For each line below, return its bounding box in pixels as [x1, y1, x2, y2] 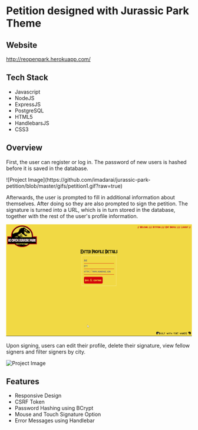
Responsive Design [14, 392, 62, 399]
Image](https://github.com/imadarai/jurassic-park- [28, 176, 151, 183]
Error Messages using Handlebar [14, 417, 95, 424]
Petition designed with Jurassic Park [6, 4, 190, 18]
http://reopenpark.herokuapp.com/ [6, 56, 91, 62]
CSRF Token [14, 398, 45, 405]
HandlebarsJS [14, 119, 49, 126]
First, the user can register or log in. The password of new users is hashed [6, 158, 187, 165]
